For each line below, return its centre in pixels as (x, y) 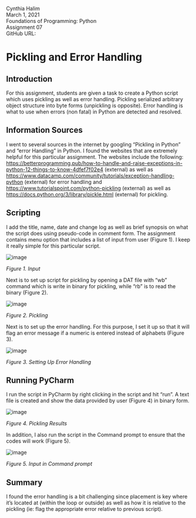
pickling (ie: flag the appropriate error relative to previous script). (85, 509)
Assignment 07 (24, 27)
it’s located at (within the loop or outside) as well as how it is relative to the (96, 503)
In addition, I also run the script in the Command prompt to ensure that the (96, 435)
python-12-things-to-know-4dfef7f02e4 (55, 169)
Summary (24, 482)
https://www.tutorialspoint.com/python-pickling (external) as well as (89, 188)
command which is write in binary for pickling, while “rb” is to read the (91, 286)
